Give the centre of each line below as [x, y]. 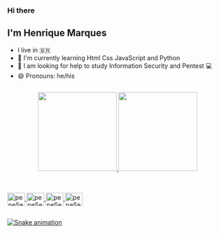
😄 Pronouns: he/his [46, 76]
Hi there [21, 10]
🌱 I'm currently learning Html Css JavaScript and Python [99, 57]
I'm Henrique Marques [57, 33]
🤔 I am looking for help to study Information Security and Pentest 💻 [115, 66]
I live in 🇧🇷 [34, 50]
